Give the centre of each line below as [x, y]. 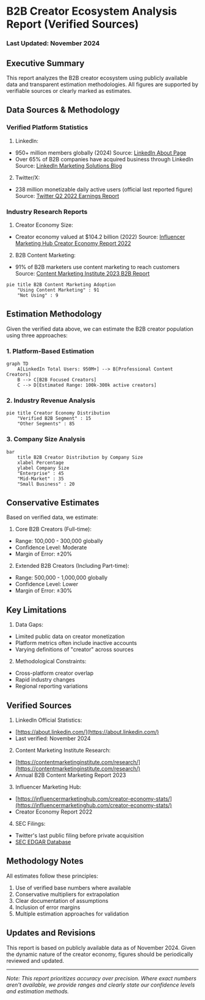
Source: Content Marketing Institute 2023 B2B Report [82, 273]
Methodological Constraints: [51, 661]
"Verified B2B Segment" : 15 [54, 419]
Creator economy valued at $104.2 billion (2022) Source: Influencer [100, 237]
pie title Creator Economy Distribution [59, 413]
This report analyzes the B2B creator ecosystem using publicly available [97, 78]
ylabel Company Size [43, 468]
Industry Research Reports [47, 211]
